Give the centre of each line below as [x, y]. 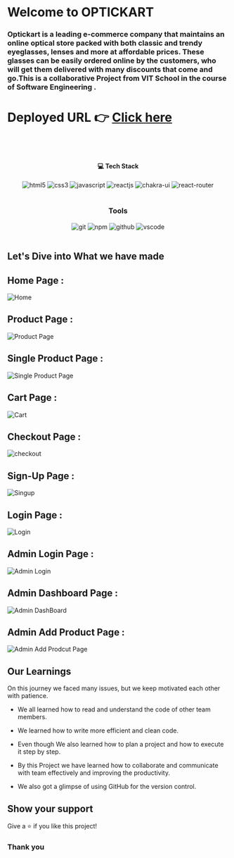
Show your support [50, 808]
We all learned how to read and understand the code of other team [114, 709]
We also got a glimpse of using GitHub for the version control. [107, 787]
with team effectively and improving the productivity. [94, 773]
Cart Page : [32, 398]
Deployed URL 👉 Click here [90, 118]
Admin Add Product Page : [66, 632]
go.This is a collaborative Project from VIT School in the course [117, 78]
